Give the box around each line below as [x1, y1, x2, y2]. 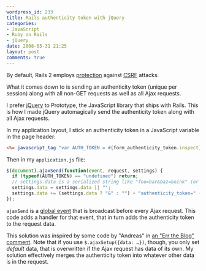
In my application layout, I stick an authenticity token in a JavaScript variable [6, 126, 199, 133]
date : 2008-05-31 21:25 [6, 43, 67, 50]
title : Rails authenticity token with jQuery [6, 15, 124, 21]
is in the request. [6, 258, 49, 265]
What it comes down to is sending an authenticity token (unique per [6, 83, 178, 91]
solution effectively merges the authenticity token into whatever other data [6, 251, 195, 259]
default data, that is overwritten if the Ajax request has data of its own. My [6, 245, 194, 252]
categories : [6, 20, 37, 26]
